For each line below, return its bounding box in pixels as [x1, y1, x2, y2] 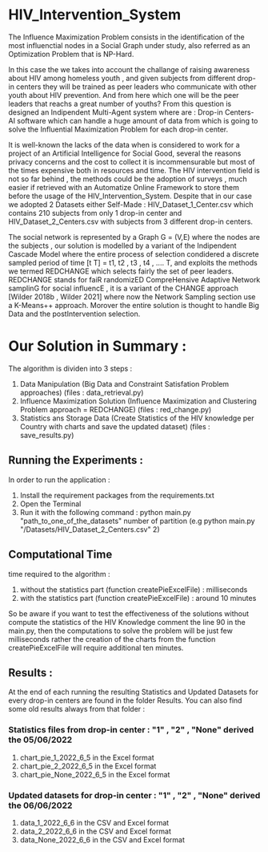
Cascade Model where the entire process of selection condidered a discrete [8, 249, 259, 258]
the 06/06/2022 [8, 800, 73, 811]
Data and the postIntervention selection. [8, 309, 141, 318]
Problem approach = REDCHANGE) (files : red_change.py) [19, 404, 212, 414]
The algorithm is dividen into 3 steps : [8, 363, 133, 373]
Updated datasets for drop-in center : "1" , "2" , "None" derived [8, 789, 261, 801]
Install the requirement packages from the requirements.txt [19, 490, 214, 500]
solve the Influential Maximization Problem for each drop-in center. [8, 124, 229, 134]
